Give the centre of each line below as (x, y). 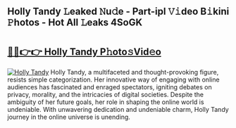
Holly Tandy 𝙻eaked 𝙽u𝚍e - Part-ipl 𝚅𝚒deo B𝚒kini (118, 12)
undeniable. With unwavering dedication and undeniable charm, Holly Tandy (118, 109)
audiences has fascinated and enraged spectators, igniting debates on (110, 87)
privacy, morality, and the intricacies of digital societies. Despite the (106, 95)
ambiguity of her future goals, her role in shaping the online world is (106, 102)
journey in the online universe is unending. (69, 117)
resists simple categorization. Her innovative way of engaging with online (113, 79)
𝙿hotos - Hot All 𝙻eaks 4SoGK (75, 23)
